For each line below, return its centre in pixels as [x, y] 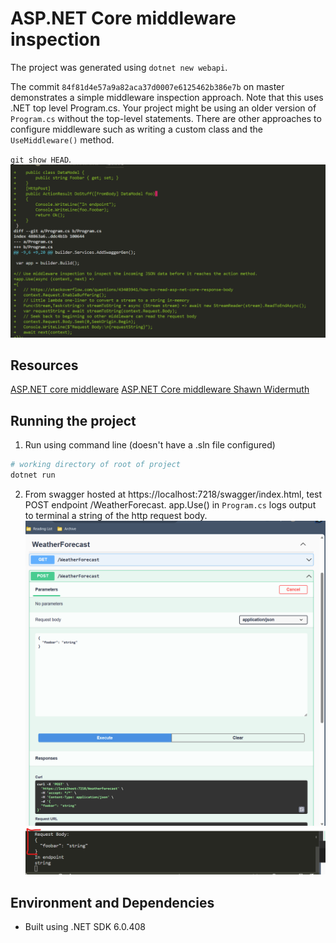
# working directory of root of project [96, 465]
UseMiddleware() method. [62, 139]
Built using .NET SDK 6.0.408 [85, 927]
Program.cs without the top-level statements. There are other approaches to [166, 118]
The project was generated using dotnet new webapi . [119, 67]
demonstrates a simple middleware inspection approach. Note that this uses [167, 97]
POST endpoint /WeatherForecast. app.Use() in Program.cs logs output [170, 504]
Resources [44, 365]
